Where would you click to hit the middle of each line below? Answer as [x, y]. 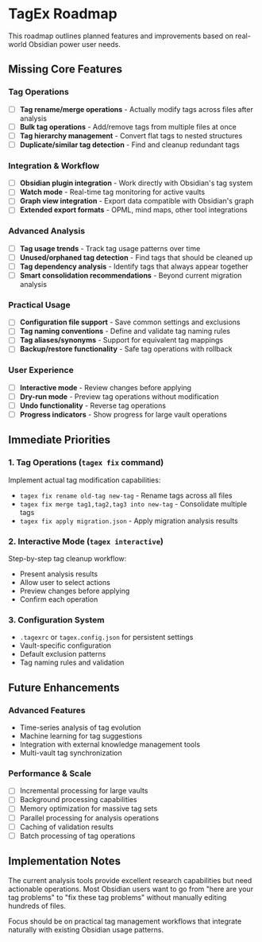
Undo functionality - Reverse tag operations [93, 405]
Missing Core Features [65, 70]
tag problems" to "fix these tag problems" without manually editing [118, 897]
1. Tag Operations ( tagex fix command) [86, 463]
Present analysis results [59, 574]
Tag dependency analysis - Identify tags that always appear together [134, 266]
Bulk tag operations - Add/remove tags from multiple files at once [128, 126]
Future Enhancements [64, 687]
